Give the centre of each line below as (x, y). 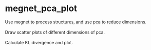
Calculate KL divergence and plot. (39, 42)
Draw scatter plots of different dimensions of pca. (55, 32)
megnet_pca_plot (41, 8)
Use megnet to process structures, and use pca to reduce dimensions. (76, 22)
